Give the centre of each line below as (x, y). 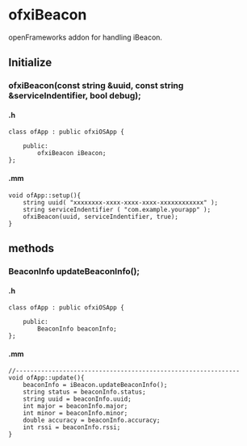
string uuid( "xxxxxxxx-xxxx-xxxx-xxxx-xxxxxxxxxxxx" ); (121, 202)
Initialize (30, 63)
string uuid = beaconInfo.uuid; (77, 399)
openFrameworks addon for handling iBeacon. (86, 37)
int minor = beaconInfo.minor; (75, 414)
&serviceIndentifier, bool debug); (75, 96)
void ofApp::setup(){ (45, 196)
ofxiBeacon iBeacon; (72, 154)
